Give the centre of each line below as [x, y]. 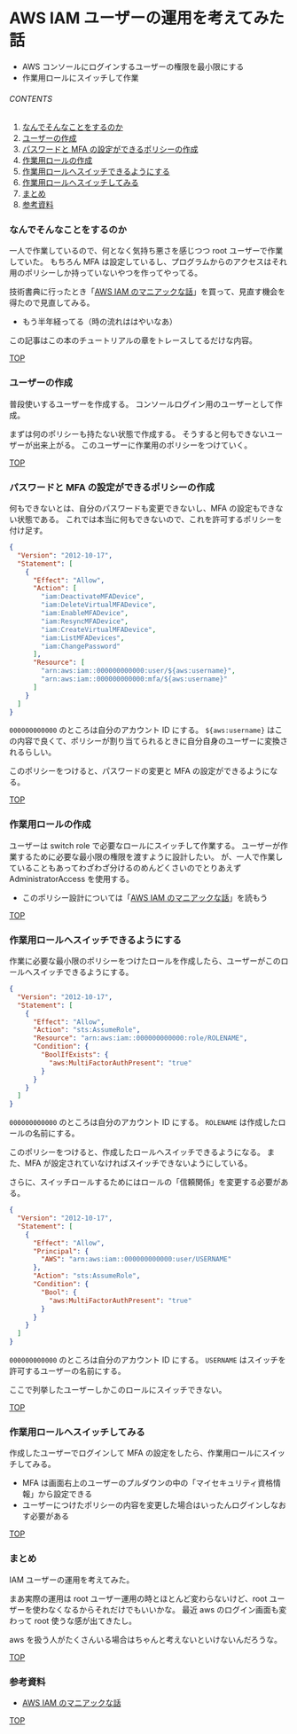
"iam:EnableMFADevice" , [85, 613]
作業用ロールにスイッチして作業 [80, 77]
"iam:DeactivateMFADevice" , [93, 597]
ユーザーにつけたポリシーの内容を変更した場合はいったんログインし [146, 1505]
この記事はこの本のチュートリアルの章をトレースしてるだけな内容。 [133, 340]
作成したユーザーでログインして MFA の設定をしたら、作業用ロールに [136, 1453]
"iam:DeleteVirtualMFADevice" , [99, 605]
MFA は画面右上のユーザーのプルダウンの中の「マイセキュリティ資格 [147, 1483]
